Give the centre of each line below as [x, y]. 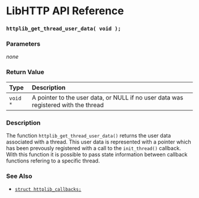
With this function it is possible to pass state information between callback [97, 154]
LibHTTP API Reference [65, 11]
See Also [19, 176]
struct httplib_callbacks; [48, 190]
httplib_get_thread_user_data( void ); [64, 29]
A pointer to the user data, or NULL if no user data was [107, 97]
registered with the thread [68, 105]
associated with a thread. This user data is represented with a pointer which [99, 142]
